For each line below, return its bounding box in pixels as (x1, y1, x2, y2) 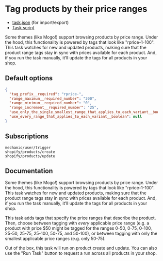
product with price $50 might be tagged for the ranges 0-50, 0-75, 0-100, (5, 225, 152, 231)
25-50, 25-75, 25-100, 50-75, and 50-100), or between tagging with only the (5, 230, 158, 237)
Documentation (5, 167, 53, 175)
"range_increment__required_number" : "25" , (9, 105, 98, 110)
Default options (5, 74, 53, 82)
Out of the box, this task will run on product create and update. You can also (5, 245, 158, 251)
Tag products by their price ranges (5, 3, 147, 15)
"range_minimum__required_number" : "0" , (9, 101, 92, 106)
